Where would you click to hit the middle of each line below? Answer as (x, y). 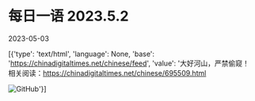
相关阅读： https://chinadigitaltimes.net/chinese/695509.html (107, 73)
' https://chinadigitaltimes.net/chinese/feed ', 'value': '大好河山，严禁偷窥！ (129, 63)
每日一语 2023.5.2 (69, 16)
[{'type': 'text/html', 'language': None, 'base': (82, 54)
